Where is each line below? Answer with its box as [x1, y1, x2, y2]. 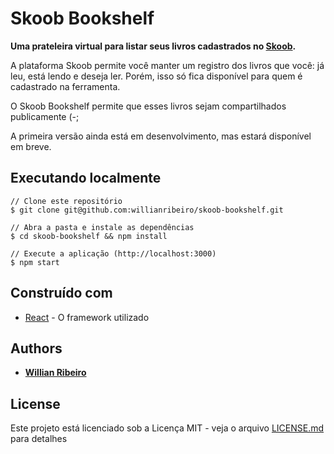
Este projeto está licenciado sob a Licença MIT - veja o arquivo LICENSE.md [10, 422, 325, 434]
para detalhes [10, 433, 68, 445]
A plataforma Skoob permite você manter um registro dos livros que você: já [10, 59, 325, 71]
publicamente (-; [10, 110, 80, 122]
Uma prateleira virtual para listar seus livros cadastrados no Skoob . [10, 40, 297, 52]
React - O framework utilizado [24, 311, 150, 323]
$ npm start [10, 257, 60, 267]
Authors [10, 340, 63, 357]
